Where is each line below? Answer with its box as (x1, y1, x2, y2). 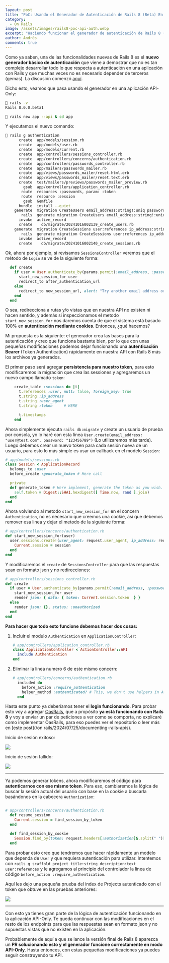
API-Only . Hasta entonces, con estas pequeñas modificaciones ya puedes (5, 946, 160, 953)
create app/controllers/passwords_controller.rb (18, 161, 125, 166)
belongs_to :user (10, 467, 46, 472)
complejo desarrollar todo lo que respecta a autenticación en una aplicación (5, 65, 163, 71)
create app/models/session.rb (18, 138, 84, 143)
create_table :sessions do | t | (14, 384, 80, 390)
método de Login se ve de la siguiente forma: (5, 255, 99, 261)
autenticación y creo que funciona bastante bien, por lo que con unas (5, 338, 149, 344)
